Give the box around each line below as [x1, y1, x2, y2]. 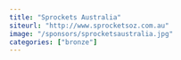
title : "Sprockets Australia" [9, 12, 122, 22]
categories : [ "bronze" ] [9, 37, 98, 47]
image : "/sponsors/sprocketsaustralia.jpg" [9, 29, 174, 38]
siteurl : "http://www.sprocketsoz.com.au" [9, 21, 169, 30]
